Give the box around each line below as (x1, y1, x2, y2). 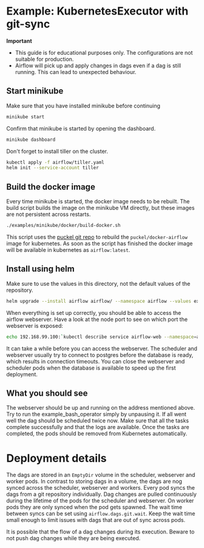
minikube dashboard (6, 137, 56, 143)
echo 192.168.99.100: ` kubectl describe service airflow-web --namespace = (6, 334, 197, 340)
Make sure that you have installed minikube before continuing (6, 102, 161, 109)
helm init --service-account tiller (6, 165, 99, 171)
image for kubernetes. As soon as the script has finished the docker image (6, 240, 193, 247)
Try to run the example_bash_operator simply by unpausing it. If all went (6, 411, 187, 418)
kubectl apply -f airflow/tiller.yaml (6, 159, 104, 165)
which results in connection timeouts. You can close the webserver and (6, 357, 185, 365)
